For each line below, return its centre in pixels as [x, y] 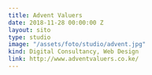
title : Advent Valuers [45, 15]
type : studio [30, 37]
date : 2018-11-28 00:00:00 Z [56, 23]
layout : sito [30, 30]
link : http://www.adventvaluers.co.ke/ [74, 59]
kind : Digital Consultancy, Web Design [74, 52]
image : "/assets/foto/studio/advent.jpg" [77, 45]
